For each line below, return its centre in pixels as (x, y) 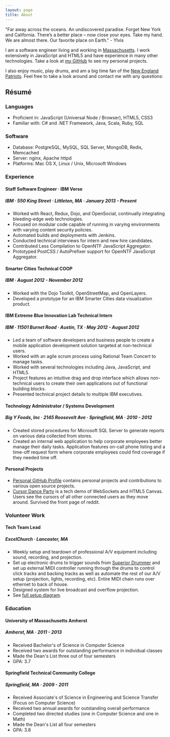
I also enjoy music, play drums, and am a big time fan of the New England (82, 71)
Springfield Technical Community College (50, 673)
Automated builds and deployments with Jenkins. (64, 235)
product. (22, 304)
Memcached (26, 153)
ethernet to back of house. (40, 585)
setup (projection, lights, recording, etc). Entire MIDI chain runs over (83, 579)
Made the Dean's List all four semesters (54, 725)
